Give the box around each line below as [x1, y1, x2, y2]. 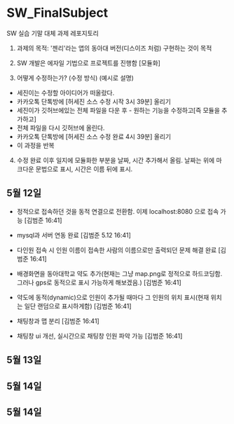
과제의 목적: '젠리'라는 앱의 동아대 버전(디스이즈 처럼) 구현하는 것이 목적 [16, 43, 212, 52]
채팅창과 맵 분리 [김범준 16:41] [16, 317, 99, 325]
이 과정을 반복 [16, 141, 55, 149]
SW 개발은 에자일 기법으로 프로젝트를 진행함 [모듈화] [16, 58, 160, 67]
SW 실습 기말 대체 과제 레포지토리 [6, 29, 99, 37]
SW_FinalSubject [6, 5, 109, 21]
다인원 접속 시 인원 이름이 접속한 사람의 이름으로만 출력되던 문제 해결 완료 [16, 245, 217, 254]
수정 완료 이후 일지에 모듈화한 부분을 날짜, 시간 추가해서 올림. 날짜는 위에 [16, 156, 215, 164]
